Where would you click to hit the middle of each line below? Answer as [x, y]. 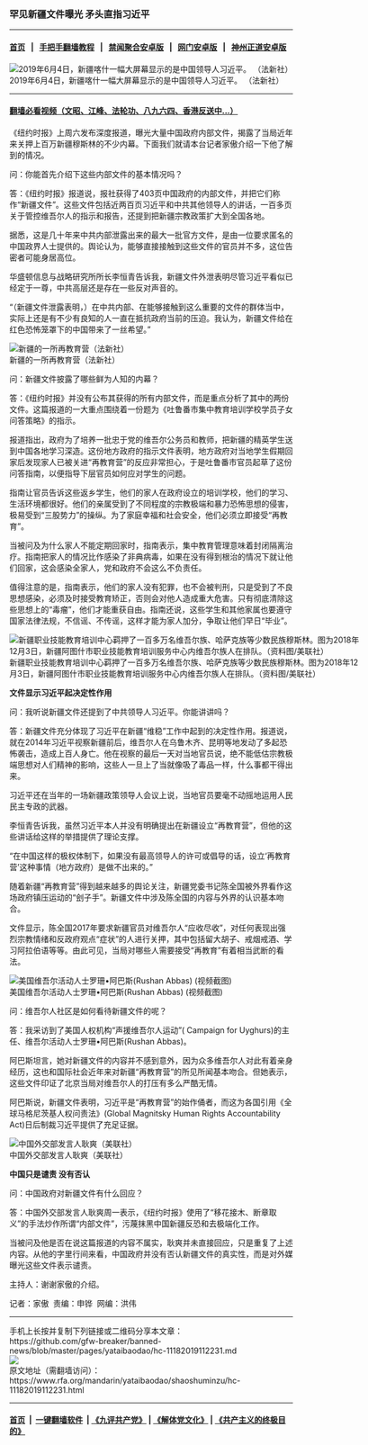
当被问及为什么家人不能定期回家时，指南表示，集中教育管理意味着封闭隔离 [147, 545]
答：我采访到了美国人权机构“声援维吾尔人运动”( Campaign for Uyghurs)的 [145, 1030]
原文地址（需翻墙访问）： [55, 1370]
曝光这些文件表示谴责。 [53, 1265]
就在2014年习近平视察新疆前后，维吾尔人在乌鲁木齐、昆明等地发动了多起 [145, 742]
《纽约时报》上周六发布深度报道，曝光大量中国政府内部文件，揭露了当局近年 [151, 132]
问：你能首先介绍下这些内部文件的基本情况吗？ [96, 174]
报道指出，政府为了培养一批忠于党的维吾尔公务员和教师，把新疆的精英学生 [147, 439]
